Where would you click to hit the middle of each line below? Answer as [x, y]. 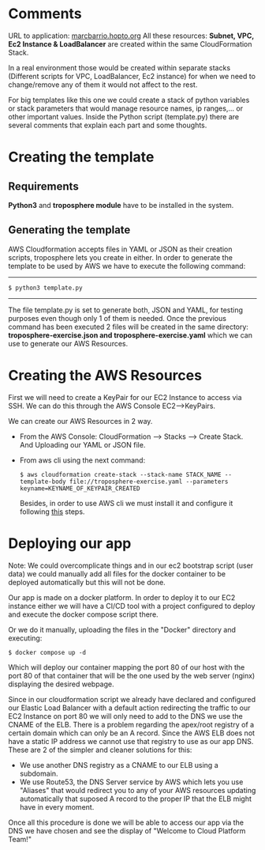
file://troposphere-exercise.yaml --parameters [149, 482]
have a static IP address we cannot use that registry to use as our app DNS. [131, 741]
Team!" [20, 839]
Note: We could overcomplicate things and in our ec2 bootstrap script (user [131, 565]
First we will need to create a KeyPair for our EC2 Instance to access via [125, 397]
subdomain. [39, 773]
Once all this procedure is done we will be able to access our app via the [126, 822]
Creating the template [81, 157]
